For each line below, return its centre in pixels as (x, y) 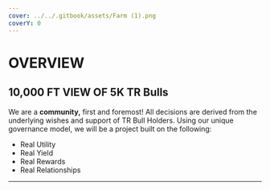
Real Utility (38, 144)
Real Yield (37, 152)
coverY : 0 (25, 23)
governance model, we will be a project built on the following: (110, 128)
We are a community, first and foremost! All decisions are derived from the (133, 111)
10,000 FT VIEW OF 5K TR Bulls (88, 93)
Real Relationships (50, 170)
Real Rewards (43, 161)
